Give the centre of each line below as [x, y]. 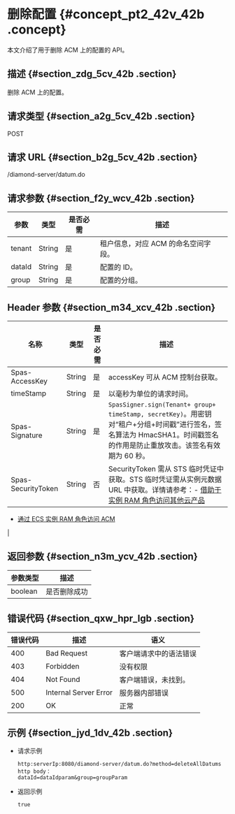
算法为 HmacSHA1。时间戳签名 [167, 435]
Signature [27, 435]
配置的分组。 [121, 280]
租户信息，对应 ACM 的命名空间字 [156, 244]
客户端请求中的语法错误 [158, 653]
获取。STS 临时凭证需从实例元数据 [165, 479]
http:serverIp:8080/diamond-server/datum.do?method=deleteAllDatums [119, 764]
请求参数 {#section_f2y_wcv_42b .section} [101, 198]
